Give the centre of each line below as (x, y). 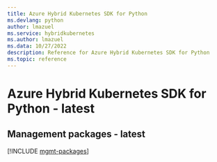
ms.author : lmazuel (35, 40)
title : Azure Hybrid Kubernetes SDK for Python (78, 14)
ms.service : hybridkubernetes (51, 33)
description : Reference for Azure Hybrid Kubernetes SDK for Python (108, 53)
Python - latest (51, 108)
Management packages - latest (77, 134)
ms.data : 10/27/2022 (37, 46)
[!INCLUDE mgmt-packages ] (48, 151)
